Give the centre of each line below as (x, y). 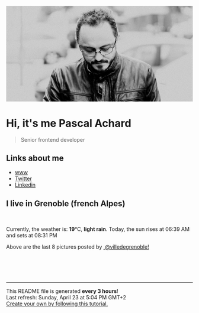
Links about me (35, 158)
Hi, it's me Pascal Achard (69, 123)
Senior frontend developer (53, 139)
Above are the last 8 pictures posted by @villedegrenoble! (78, 247)
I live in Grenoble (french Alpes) (66, 203)
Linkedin (25, 185)
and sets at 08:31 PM (32, 236)
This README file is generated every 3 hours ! (62, 291)
